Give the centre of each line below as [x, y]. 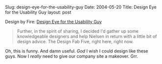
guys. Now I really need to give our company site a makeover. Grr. [72, 56]
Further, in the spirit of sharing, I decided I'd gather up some [78, 31]
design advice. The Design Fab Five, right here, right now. [75, 42]
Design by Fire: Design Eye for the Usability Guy [53, 22]
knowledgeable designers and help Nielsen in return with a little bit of [87, 36]
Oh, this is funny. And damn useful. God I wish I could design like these [77, 51]
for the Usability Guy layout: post [38, 12]
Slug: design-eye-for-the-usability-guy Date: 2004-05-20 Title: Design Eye [81, 7]
